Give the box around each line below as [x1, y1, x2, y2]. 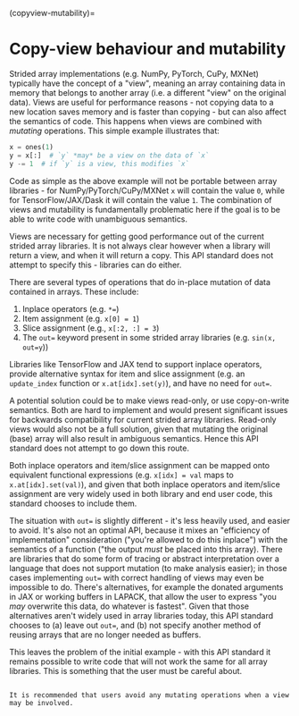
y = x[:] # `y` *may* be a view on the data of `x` [9, 151, 210, 160]
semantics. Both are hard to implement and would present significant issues [9, 404, 288, 415]
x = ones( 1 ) [9, 142, 54, 151]
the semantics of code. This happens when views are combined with [9, 115, 262, 126]
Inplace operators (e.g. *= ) [21, 303, 120, 314]
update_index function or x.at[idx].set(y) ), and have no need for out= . [9, 377, 272, 388]
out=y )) [21, 341, 49, 352]
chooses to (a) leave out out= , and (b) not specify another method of [9, 619, 262, 630]
